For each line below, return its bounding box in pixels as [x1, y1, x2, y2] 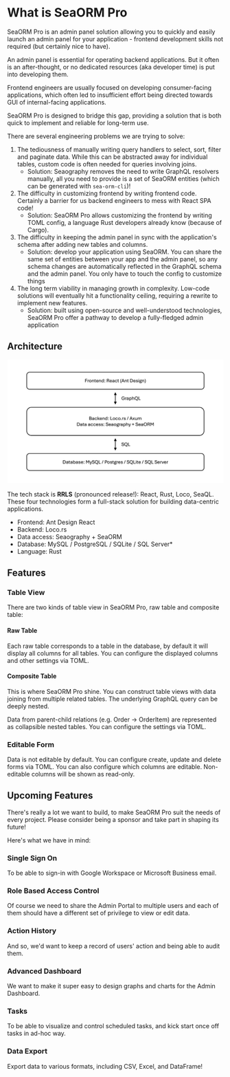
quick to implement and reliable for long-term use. [7, 118, 149, 127]
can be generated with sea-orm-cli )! [27, 182, 131, 190]
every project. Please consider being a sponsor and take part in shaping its [7, 815, 220, 823]
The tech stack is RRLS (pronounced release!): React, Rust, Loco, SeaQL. [7, 490, 214, 498]
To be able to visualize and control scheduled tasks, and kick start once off [7, 1022, 220, 1030]
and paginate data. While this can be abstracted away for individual [16, 153, 208, 161]
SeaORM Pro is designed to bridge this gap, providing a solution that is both [7, 111, 222, 120]
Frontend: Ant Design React [16, 518, 95, 526]
